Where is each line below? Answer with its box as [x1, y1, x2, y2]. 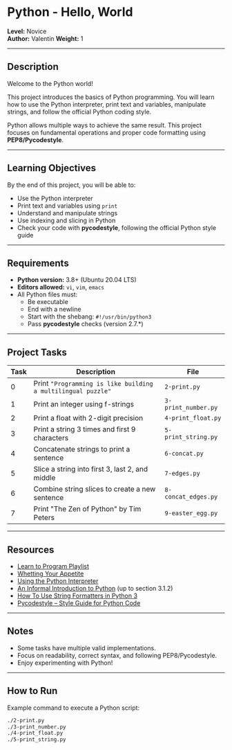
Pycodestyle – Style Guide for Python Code [17, 599, 141, 607]
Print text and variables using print [17, 202, 118, 210]
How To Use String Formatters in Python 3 [17, 591, 138, 600]
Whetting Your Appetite [17, 569, 84, 578]
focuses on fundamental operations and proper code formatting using [7, 128, 206, 136]
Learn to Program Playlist [17, 562, 90, 570]
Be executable [27, 298, 69, 306]
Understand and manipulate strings [17, 208, 118, 217]
